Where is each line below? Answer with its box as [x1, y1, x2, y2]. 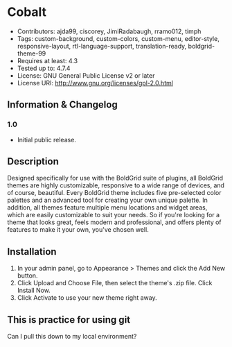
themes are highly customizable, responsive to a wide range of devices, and [7, 181, 225, 189]
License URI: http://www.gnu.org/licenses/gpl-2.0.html [17, 78, 173, 87]
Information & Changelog [7, 99, 118, 111]
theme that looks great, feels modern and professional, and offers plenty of [7, 218, 222, 226]
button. [17, 271, 38, 280]
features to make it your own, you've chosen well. [7, 226, 149, 234]
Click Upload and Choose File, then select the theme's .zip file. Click [17, 279, 213, 287]
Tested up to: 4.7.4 [17, 64, 71, 72]
